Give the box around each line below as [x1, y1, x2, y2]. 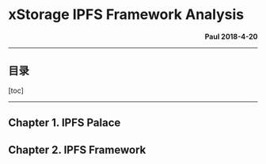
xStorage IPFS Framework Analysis [8, 6, 244, 24]
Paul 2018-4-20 [204, 32, 258, 41]
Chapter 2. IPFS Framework [8, 143, 146, 156]
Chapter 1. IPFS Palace [8, 116, 121, 130]
